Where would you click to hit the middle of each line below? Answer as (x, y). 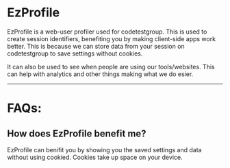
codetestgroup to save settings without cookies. (75, 53)
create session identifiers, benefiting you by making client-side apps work (112, 38)
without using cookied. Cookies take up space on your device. (95, 157)
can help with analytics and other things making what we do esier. (100, 74)
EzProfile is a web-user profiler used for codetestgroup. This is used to (107, 32)
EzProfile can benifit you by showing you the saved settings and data (104, 149)
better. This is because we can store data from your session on (96, 46)
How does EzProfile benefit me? (77, 133)
